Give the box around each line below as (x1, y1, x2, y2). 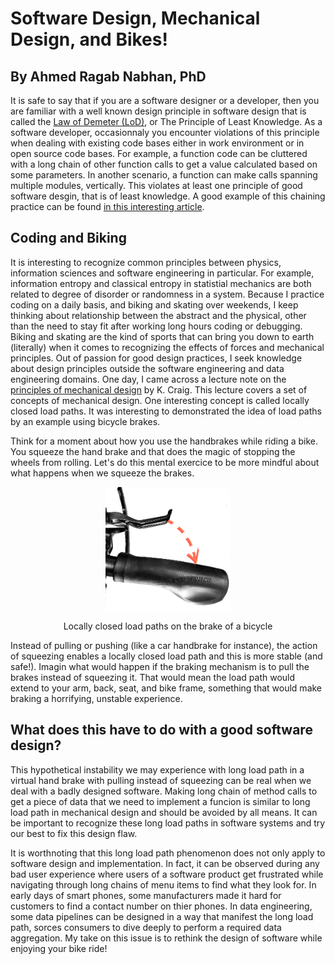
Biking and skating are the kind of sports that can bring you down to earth (10, 330, 315, 342)
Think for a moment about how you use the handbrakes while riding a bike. (10, 435, 319, 447)
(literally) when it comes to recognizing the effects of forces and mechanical (10, 341, 325, 353)
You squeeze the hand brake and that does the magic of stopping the (10, 445, 296, 457)
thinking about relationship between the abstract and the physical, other (10, 309, 307, 321)
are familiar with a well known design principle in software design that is (10, 105, 307, 117)
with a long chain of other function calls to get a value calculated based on (10, 158, 318, 170)
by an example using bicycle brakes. (10, 415, 161, 427)
